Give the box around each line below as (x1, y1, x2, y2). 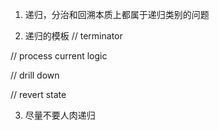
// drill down (10, 69, 60, 81)
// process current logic (10, 50, 108, 62)
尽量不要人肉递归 (24, 109, 96, 121)
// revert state (10, 89, 67, 100)
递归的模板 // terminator (24, 30, 123, 42)
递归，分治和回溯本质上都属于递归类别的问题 (24, 9, 210, 20)
